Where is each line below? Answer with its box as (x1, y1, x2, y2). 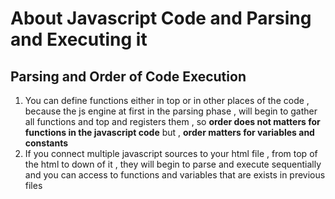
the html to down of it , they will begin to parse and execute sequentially (24, 158, 322, 170)
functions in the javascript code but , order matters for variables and (24, 127, 315, 138)
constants (24, 137, 69, 149)
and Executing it (10, 28, 148, 51)
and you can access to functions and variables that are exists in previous (24, 169, 326, 181)
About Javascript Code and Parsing (10, 7, 312, 30)
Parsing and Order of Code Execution (10, 68, 247, 85)
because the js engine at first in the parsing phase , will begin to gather (24, 105, 318, 117)
